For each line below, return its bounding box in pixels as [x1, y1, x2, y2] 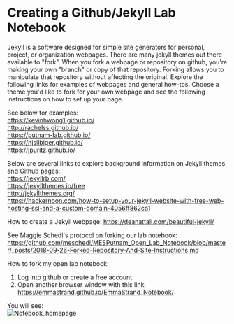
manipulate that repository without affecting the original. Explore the [7, 72, 204, 81]
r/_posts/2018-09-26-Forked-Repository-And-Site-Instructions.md [7, 246, 199, 254]
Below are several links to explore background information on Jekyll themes [7, 159, 226, 167]
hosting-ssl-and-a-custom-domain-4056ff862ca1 [7, 204, 151, 212]
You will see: [7, 301, 44, 309]
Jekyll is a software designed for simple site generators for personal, [7, 43, 205, 51]
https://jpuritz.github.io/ [7, 146, 75, 154]
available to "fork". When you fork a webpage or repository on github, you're [7, 57, 228, 66]
